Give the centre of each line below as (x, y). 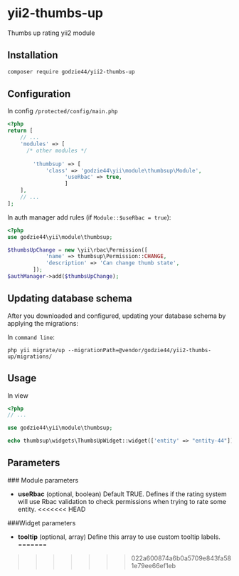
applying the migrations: (43, 323)
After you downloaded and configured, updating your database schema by (117, 316)
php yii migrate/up (36, 350)
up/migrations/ (30, 356)
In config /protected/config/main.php (63, 111)
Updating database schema (70, 298)
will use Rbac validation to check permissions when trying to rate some (122, 501)
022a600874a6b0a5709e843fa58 (181, 558)
